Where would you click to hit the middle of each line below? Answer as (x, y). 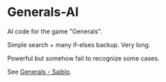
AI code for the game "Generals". (55, 31)
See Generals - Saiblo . (39, 72)
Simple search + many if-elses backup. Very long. (79, 44)
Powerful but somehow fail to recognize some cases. (83, 58)
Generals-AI (43, 12)
